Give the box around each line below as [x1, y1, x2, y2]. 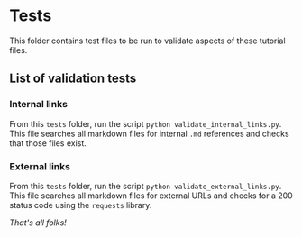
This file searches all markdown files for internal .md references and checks [9, 128, 290, 139]
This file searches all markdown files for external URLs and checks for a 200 [9, 190, 293, 201]
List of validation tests [9, 71, 137, 87]
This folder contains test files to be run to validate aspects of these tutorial [9, 35, 286, 46]
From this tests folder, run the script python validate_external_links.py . [9, 180, 282, 191]
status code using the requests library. [9, 199, 152, 210]
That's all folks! [9, 217, 68, 228]
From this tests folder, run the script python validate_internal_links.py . [9, 118, 282, 129]
